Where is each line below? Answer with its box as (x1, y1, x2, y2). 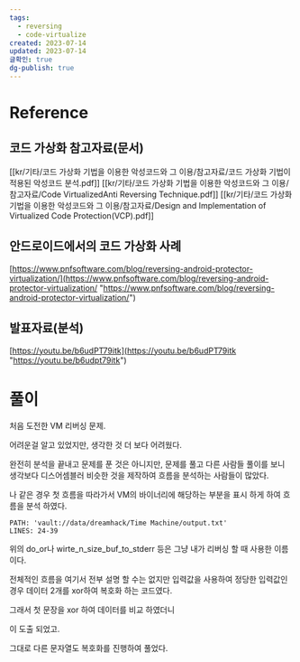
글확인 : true (9, 55, 52, 64)
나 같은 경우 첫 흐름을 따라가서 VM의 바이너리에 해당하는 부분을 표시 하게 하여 (9, 490, 281, 500)
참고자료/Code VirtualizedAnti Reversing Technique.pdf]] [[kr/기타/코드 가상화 (9, 189, 293, 200)
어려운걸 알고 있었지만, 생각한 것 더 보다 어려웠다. (9, 440, 183, 451)
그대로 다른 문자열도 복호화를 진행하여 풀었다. (9, 643, 168, 654)
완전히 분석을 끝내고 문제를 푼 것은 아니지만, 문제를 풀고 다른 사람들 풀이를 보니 (9, 459, 286, 470)
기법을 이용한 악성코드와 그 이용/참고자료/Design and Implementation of (9, 200, 267, 210)
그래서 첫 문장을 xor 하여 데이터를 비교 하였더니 (9, 604, 176, 615)
